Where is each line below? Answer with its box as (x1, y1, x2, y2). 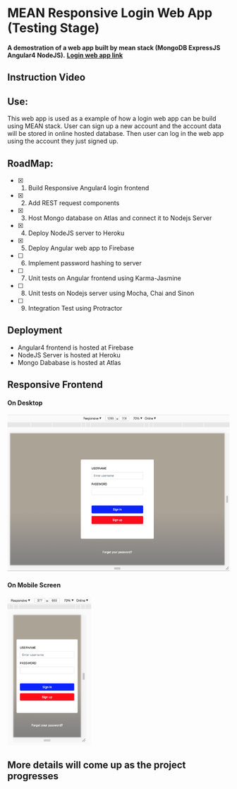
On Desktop (7, 398, 43, 407)
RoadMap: (7, 157, 54, 169)
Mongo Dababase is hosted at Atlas (17, 358, 121, 367)
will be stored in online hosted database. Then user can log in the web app (7, 129, 224, 138)
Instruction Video (7, 71, 86, 83)
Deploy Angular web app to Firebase (28, 243, 135, 252)
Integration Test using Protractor (28, 304, 123, 312)
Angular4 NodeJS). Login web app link (7, 51, 123, 59)
